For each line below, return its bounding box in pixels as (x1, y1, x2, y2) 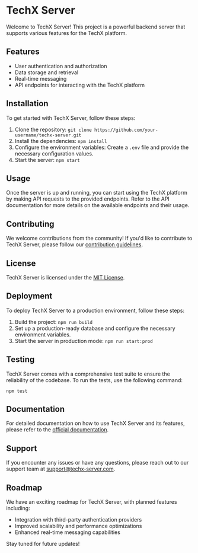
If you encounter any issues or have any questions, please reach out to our (6, 459, 189, 466)
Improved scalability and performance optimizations (14, 523, 142, 530)
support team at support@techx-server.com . (6, 465, 116, 472)
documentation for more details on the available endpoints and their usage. (6, 202, 190, 209)
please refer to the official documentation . (6, 426, 109, 433)
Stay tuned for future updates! (6, 541, 80, 548)
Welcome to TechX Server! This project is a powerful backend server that (6, 23, 186, 30)
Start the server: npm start (14, 156, 80, 163)
